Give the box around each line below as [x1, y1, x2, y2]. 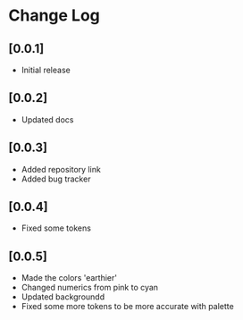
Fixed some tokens [21, 223, 91, 233]
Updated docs [21, 114, 74, 125]
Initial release [21, 64, 71, 75]
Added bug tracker [21, 173, 91, 184]
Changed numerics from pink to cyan [21, 282, 158, 293]
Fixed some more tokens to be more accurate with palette [21, 301, 234, 312]
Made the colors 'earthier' [21, 273, 118, 283]
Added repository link [21, 164, 102, 174]
